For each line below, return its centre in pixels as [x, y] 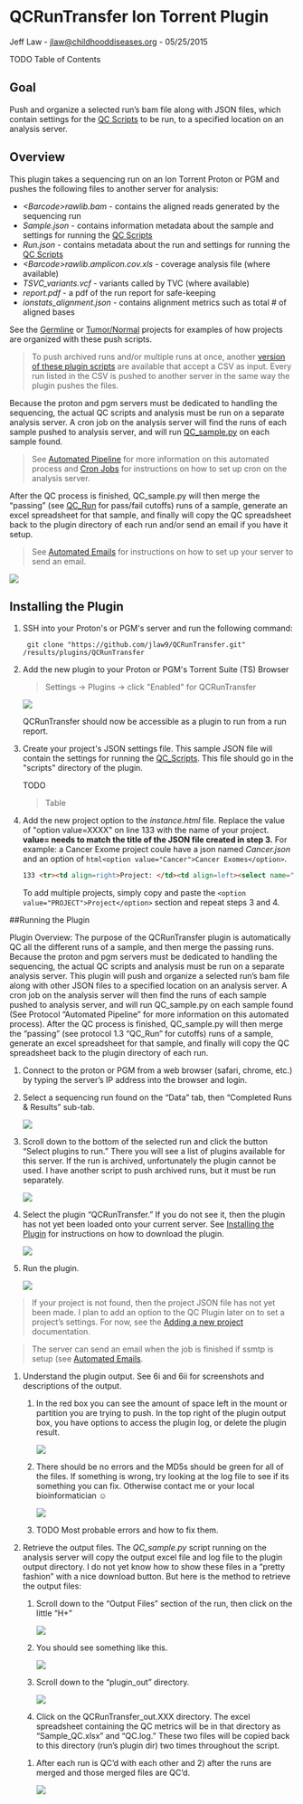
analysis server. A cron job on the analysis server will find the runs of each [148, 422]
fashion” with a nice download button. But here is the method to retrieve [156, 1577]
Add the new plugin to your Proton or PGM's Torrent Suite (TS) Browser [156, 669]
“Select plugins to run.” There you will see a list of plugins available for [154, 1152]
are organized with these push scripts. [80, 339]
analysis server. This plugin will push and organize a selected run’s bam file [150, 976]
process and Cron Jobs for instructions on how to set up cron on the [159, 469]
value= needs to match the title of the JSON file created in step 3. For [155, 840]
